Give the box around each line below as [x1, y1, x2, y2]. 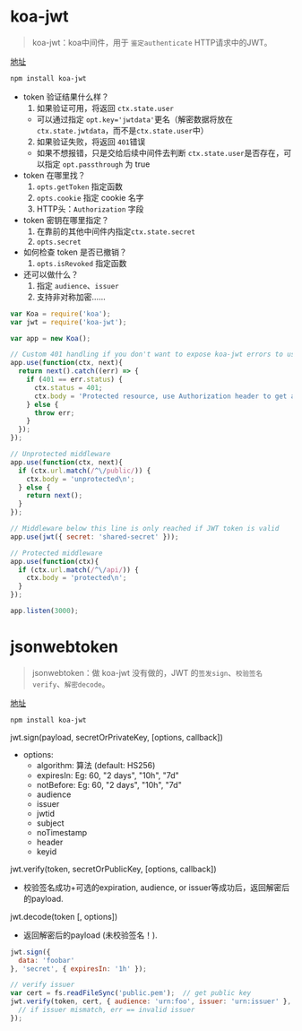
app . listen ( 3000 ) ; [10, 607, 79, 616]
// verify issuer [10, 980, 75, 990]
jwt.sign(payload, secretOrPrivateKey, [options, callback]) [10, 732, 223, 742]
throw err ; [33, 408, 75, 418]
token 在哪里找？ [22, 169, 86, 180]
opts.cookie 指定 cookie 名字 [36, 192, 144, 203]
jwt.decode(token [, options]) [10, 911, 118, 922]
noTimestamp [36, 827, 88, 837]
